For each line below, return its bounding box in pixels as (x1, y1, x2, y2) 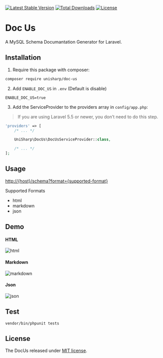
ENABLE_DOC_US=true (5, 95, 46, 100)
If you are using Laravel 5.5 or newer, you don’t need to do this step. (17, 113, 158, 120)
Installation (5, 53, 41, 62)
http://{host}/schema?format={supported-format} (5, 178, 108, 184)
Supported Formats (5, 188, 45, 194)
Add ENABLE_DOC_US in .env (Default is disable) (12, 85, 107, 91)
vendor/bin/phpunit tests (5, 321, 59, 326)
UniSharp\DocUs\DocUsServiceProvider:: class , (14, 137, 111, 142)
